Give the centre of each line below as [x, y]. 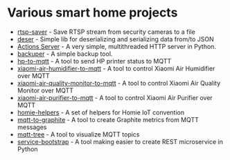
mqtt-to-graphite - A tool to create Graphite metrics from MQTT [108, 119]
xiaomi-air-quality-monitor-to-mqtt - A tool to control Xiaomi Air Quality [119, 83]
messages [32, 127]
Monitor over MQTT [45, 90]
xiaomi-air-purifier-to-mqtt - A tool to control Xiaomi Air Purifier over [115, 97]
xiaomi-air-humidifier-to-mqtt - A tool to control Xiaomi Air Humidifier [116, 68]
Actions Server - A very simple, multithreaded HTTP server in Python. [117, 46]
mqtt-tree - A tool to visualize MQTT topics [78, 134]
